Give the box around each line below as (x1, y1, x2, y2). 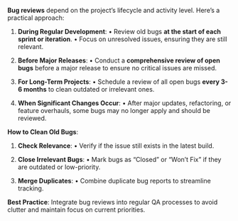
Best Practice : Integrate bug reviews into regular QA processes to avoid (7, 198, 218, 206)
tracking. (17, 184, 44, 193)
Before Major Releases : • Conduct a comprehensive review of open (17, 56, 220, 65)
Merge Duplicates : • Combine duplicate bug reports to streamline (17, 177, 211, 185)
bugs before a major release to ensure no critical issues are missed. (17, 64, 217, 72)
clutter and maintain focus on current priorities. (7, 205, 146, 214)
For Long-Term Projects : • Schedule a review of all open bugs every (17, 77, 220, 86)
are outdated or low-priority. (17, 163, 101, 171)
